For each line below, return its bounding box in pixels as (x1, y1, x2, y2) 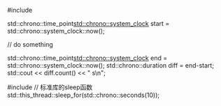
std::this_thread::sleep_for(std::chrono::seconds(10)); (7, 91, 159, 99)
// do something (7, 40, 54, 48)
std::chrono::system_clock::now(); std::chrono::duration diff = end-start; (7, 61, 215, 69)
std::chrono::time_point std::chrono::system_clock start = (7, 20, 170, 27)
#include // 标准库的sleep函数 (7, 83, 93, 91)
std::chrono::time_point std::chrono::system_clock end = (7, 54, 168, 62)
